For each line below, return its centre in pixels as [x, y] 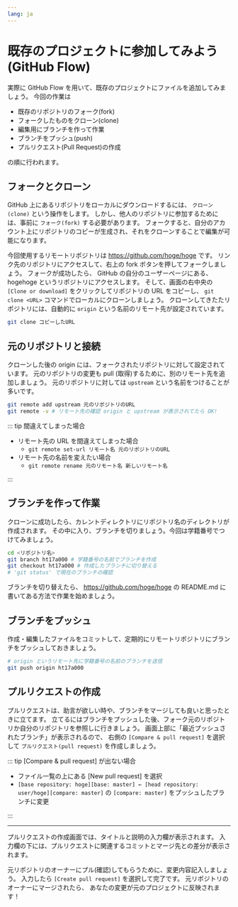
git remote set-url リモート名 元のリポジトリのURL [99, 449]
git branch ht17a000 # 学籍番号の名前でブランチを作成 [82, 559]
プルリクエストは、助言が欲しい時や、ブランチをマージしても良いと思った [116, 710]
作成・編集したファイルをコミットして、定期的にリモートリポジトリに [109, 639]
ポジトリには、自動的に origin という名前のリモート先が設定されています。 [118, 309]
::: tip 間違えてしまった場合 [46, 425]
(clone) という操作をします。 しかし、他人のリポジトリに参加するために [113, 214]
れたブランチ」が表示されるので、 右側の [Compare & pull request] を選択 [116, 737]
